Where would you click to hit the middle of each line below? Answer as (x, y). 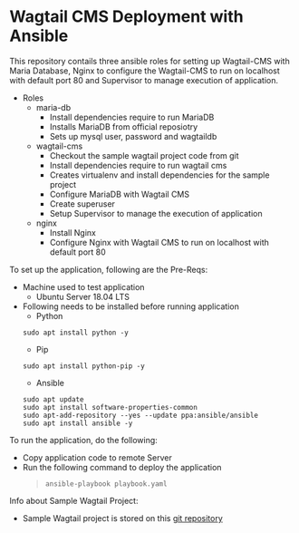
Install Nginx (73, 232)
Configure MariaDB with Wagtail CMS (120, 194)
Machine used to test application (83, 286)
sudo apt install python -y (75, 333)
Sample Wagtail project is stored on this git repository (123, 518)
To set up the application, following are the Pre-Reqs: (109, 269)
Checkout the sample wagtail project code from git (144, 155)
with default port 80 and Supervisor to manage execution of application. (144, 80)
